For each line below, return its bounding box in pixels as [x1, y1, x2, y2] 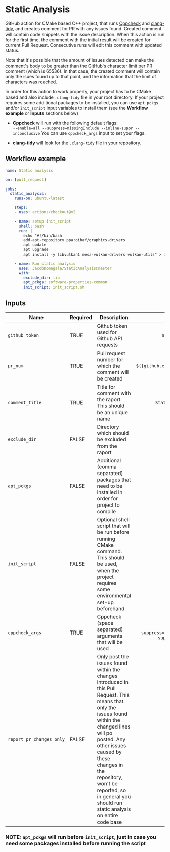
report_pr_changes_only [8, 736, 65, 742]
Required [70, 313, 93, 321]
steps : [14, 205, 28, 210]
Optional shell [97, 516, 130, 523]
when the [97, 566, 119, 574]
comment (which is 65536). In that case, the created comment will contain [5, 68, 160, 74]
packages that [97, 476, 131, 483]
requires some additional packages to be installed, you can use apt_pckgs [5, 99, 158, 105]
